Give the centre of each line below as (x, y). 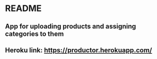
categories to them (35, 34)
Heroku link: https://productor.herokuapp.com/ (78, 50)
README (23, 8)
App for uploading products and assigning (71, 26)
